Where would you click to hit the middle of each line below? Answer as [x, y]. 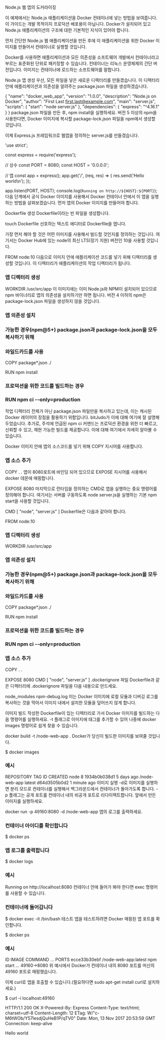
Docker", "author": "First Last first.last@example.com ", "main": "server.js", [81, 101]
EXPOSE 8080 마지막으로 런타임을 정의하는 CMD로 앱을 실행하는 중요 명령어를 [81, 489]
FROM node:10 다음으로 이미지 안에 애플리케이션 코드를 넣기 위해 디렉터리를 [78, 257]
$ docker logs [19, 862]
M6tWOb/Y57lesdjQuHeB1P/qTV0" [40, 1018]
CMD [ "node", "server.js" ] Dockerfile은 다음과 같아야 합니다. [66, 511]
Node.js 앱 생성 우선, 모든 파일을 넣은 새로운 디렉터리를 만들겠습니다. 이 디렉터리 [82, 80]
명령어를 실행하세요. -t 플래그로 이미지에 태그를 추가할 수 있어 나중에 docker [83, 719]
